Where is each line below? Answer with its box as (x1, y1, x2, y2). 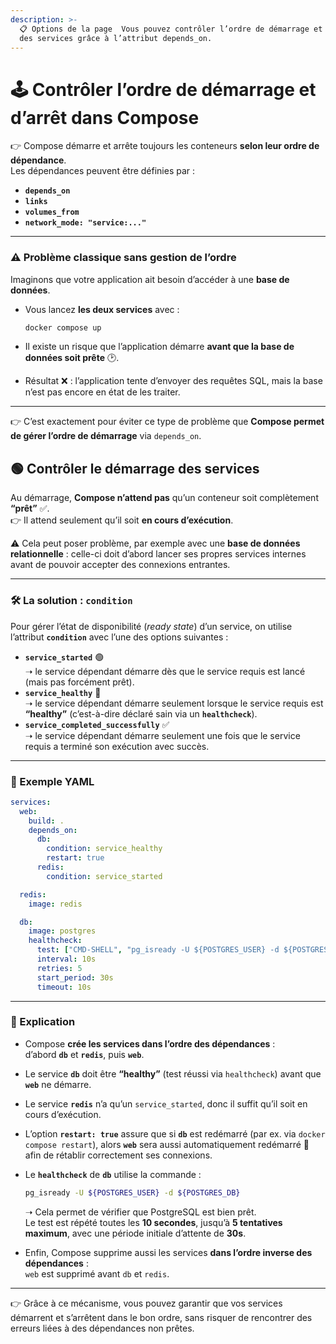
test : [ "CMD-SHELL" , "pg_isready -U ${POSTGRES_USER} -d (36, 945, 280, 955)
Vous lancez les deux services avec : (24, 303, 180, 315)
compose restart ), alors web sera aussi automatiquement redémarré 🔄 (24, 1138, 310, 1150)
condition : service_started (46, 871, 163, 881)
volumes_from (24, 207, 80, 218)
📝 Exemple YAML (10, 774, 95, 788)
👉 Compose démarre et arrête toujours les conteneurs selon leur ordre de (10, 140, 320, 152)
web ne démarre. (24, 1078, 92, 1090)
